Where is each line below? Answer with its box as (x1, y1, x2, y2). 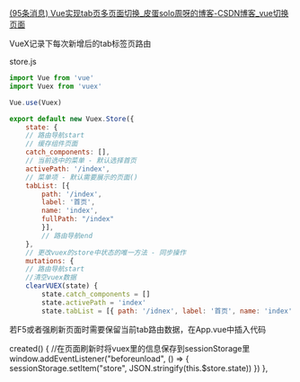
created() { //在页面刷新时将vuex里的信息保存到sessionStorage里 (9, 342, 251, 353)
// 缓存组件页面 (25, 139, 78, 148)
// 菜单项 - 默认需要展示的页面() (25, 173, 138, 182)
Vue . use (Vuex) (9, 98, 63, 107)
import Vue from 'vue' (9, 74, 94, 83)
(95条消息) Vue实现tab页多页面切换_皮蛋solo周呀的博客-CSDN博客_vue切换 (9, 8, 289, 18)
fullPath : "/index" (41, 215, 115, 224)
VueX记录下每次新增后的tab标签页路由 (9, 39, 152, 49)
